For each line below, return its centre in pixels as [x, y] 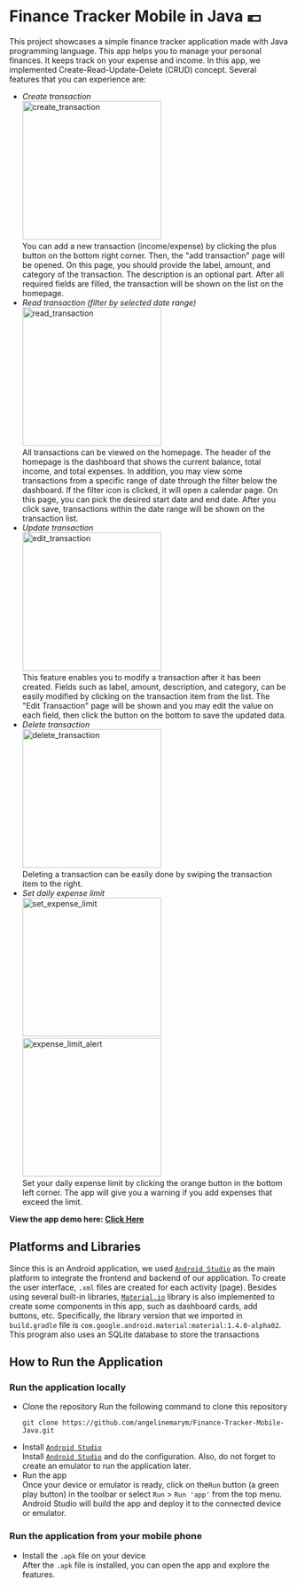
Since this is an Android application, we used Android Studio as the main [142, 1268]
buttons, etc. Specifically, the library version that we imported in [126, 1316]
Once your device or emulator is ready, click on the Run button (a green [150, 1485]
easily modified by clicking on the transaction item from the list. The [146, 696]
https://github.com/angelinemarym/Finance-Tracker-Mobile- [173, 1423]
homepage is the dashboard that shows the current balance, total [141, 461]
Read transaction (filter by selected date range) [109, 302]
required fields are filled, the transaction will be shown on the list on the [152, 283]
